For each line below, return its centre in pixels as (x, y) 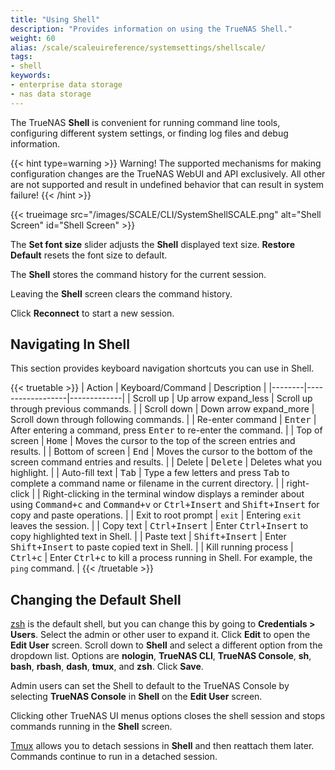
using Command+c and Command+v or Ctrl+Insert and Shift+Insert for (165, 505)
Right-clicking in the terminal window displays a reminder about (173, 494)
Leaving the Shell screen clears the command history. (121, 293)
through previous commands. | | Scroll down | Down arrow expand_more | (162, 409)
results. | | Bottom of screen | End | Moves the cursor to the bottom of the (161, 452)
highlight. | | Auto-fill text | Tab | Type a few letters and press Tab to (150, 473)
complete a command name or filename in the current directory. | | (147, 483)
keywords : (31, 76)
